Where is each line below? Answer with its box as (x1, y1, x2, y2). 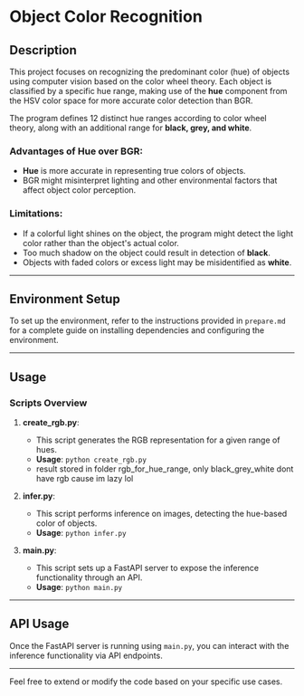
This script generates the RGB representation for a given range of (35, 434, 280, 445)
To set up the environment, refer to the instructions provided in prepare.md (9, 315, 287, 327)
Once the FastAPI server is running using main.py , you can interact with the (9, 640, 290, 651)
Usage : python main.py (35, 582, 123, 593)
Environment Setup (9, 291, 120, 307)
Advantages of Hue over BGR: (9, 145, 143, 157)
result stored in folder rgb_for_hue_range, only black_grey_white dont (35, 463, 294, 474)
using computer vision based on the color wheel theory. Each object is (9, 76, 272, 87)
